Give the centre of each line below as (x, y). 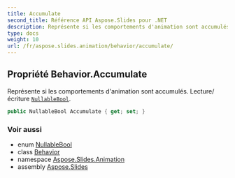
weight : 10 (23, 40)
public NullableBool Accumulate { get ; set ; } (76, 111)
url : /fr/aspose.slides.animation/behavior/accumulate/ (90, 46)
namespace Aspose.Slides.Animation (71, 159)
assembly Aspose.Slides (53, 166)
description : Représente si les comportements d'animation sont (103, 27)
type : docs (23, 33)
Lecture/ (202, 91)
